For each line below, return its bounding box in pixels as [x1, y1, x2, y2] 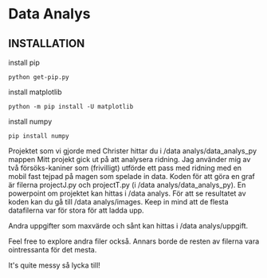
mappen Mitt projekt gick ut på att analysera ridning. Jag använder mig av [8, 155, 251, 164]
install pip [8, 58, 40, 67]
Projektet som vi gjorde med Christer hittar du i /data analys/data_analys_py [8, 146, 257, 156]
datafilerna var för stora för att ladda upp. [8, 205, 145, 215]
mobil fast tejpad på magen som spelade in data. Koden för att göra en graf [8, 172, 255, 181]
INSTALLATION [8, 37, 85, 50]
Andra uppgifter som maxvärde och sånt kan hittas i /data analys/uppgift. [8, 221, 249, 230]
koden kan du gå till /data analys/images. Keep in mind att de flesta [8, 197, 229, 206]
